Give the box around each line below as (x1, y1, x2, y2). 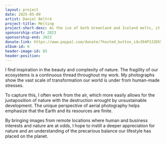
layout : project (5, 7, 39, 12)
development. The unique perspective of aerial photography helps (5, 102, 140, 109)
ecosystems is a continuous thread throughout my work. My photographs (5, 72, 155, 78)
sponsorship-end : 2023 (5, 35, 52, 40)
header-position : (5, 53, 41, 58)
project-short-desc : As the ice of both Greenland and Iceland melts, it (5, 26, 161, 31)
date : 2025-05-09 (5, 12, 41, 17)
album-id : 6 (5, 44, 30, 49)
